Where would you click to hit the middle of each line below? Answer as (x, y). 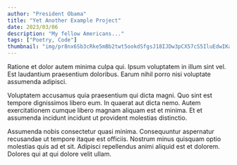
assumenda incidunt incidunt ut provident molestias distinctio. (97, 118)
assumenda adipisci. (37, 81)
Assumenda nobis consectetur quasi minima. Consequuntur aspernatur (111, 132)
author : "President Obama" (47, 14)
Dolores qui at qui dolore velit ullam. (59, 154)
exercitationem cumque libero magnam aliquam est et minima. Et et (105, 110)
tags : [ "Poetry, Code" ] (42, 40)
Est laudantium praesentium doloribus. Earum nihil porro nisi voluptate (109, 74)
